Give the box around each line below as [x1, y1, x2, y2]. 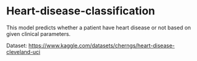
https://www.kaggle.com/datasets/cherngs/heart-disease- [28, 42, 175, 49]
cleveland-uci [6, 48, 41, 55]
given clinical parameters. [6, 30, 71, 37]
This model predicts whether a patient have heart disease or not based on [6, 24, 191, 31]
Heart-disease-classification [6, 4, 156, 18]
